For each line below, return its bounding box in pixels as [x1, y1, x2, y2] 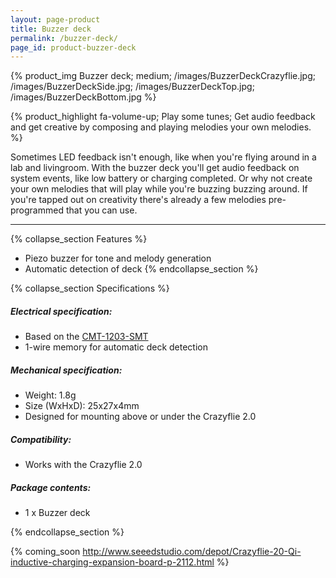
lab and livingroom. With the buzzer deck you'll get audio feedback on [10, 162, 300, 174]
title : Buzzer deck [10, 24, 92, 34]
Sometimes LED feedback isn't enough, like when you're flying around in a [10, 151, 317, 163]
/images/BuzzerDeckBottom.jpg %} [10, 91, 157, 103]
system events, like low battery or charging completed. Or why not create [10, 172, 313, 185]
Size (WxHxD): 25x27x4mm [24, 400, 140, 412]
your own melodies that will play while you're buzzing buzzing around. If [10, 183, 308, 195]
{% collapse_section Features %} [10, 233, 148, 245]
